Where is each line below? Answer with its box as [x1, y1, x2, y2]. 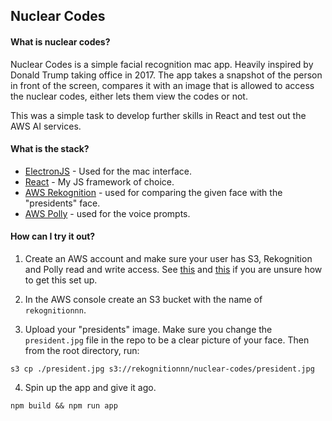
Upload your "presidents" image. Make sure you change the [24, 324, 273, 335]
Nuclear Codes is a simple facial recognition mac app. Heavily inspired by [10, 58, 314, 70]
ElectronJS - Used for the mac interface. [24, 165, 192, 177]
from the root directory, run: [24, 345, 140, 356]
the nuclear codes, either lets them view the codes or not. [10, 90, 248, 102]
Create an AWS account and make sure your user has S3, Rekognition [24, 253, 313, 264]
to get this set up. [24, 274, 98, 286]
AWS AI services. [10, 120, 82, 132]
